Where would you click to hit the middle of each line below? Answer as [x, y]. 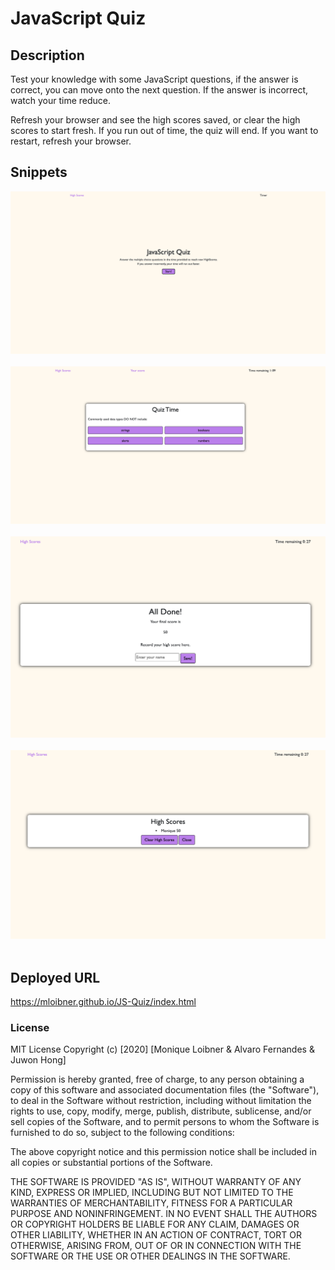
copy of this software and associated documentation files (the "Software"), [165, 1090]
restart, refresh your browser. [71, 141]
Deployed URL [55, 977]
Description [47, 55]
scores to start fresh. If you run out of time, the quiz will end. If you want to [164, 130]
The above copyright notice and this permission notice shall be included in [163, 1152]
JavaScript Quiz [78, 18]
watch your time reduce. [61, 100]
